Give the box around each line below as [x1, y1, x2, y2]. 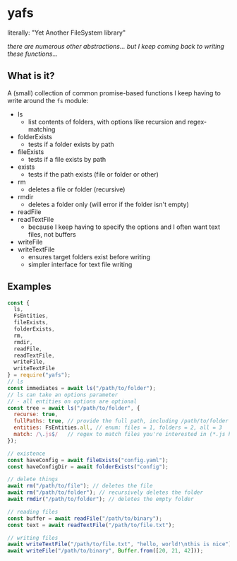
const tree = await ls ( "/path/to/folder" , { [7, 404, 140, 411]
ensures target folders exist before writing [28, 252, 150, 261]
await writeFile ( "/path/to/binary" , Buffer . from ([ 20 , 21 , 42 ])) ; [7, 548, 204, 555]
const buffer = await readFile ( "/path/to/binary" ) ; [7, 514, 162, 522]
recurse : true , [13, 411, 59, 418]
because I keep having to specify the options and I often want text [28, 223, 221, 231]
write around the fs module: [7, 96, 89, 105]
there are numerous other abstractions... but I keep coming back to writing [7, 42, 224, 50]
